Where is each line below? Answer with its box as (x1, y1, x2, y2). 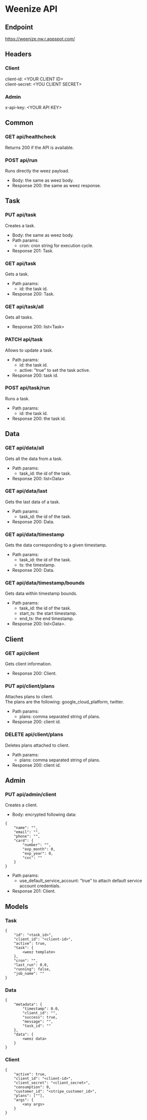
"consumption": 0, (14, 1084, 51, 1090)
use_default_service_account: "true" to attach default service (19, 878, 142, 884)
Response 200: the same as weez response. (12, 182, 101, 188)
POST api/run (5, 157, 38, 164)
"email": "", (14, 829, 40, 835)
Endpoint (5, 23, 33, 31)
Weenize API (5, 3, 57, 15)
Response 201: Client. (12, 888, 56, 894)
